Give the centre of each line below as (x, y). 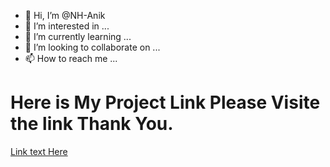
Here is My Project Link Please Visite (165, 102)
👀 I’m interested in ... (67, 26)
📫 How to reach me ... (71, 58)
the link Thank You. (92, 124)
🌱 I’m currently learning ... (78, 36)
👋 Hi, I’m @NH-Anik (65, 15)
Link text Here (39, 151)
